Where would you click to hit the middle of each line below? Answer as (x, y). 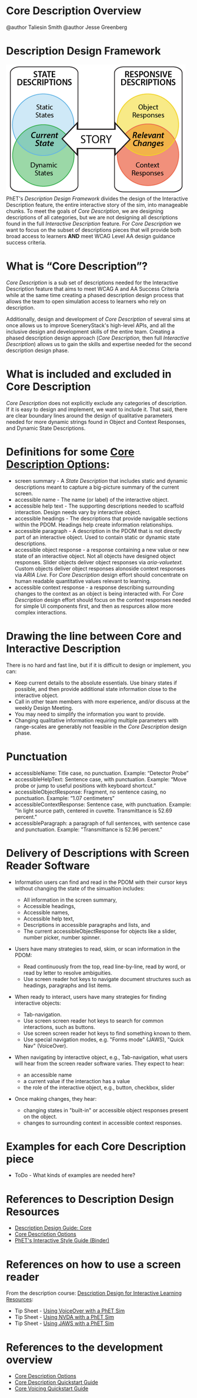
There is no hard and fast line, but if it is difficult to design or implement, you (98, 665)
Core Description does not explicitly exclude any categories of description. (96, 403)
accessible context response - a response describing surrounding (94, 587)
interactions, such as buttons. (59, 1027)
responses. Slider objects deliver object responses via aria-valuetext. (99, 562)
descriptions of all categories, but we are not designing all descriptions (92, 217)
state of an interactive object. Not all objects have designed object (95, 556)
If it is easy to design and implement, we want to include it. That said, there (97, 409)
